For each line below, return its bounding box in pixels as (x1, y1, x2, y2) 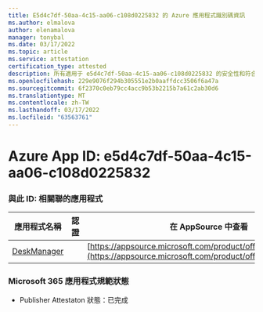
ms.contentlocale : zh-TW (8, 99, 89, 107)
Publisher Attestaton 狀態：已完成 (19, 295, 128, 304)
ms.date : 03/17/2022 (8, 41, 76, 49)
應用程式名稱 (14, 221, 62, 232)
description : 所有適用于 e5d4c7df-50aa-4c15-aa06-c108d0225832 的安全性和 (8, 70, 246, 78)
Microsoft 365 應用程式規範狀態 (8, 276, 129, 287)
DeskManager (12, 246, 64, 257)
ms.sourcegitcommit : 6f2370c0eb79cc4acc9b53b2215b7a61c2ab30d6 (8, 84, 219, 93)
